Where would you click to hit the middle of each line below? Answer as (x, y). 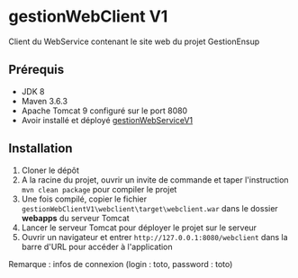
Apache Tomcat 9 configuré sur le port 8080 (104, 111)
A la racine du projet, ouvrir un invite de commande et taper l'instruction (155, 179)
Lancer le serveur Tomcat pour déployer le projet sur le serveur (139, 228)
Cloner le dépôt (50, 170)
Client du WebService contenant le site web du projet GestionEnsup (134, 41)
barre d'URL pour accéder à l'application (97, 247)
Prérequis (36, 70)
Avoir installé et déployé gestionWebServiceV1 (107, 120)
